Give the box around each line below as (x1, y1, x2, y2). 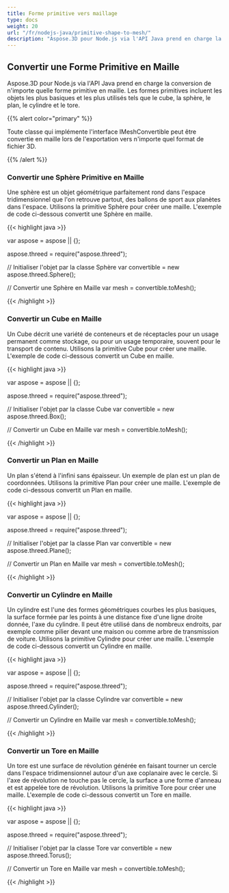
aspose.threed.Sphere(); (7, 270, 77, 278)
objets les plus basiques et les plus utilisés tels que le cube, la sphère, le (7, 93, 211, 102)
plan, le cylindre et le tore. (7, 101, 81, 109)
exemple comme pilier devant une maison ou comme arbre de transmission (7, 628, 219, 636)
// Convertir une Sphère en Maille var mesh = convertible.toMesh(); (7, 284, 196, 292)
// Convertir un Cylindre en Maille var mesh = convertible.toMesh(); (7, 716, 196, 724)
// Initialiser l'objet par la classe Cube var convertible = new (7, 405, 174, 413)
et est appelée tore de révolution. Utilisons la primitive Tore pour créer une (7, 783, 217, 792)
